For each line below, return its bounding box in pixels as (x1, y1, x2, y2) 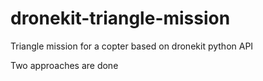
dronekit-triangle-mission (10, 7, 231, 30)
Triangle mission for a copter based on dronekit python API (10, 40, 254, 52)
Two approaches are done (10, 59, 119, 71)
